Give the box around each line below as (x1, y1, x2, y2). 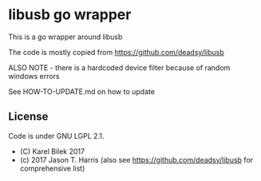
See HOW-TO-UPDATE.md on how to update (8, 86, 156, 96)
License (8, 110, 49, 124)
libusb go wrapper (8, 6, 132, 24)
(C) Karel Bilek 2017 (19, 146, 85, 156)
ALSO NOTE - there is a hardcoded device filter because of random (8, 62, 231, 73)
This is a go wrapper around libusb (8, 32, 123, 41)
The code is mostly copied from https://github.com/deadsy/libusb (8, 47, 225, 57)
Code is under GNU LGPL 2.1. (8, 131, 105, 140)
